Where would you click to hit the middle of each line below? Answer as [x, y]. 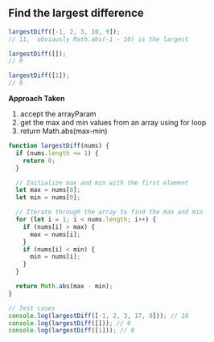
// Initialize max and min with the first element [102, 183]
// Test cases [32, 308]
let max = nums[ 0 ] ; [48, 190]
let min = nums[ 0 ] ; [48, 197]
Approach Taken [37, 99]
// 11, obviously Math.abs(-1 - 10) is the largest [99, 39]
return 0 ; [39, 161]
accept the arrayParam [58, 114]
